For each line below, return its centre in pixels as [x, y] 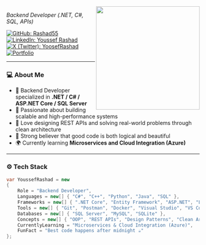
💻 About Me [25, 75]
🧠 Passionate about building [51, 110]
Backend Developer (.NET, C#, [45, 15]
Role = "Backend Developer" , [55, 191]
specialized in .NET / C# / [48, 97]
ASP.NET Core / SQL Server [51, 104]
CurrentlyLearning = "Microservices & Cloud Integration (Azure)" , [105, 225]
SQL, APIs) [20, 21]
